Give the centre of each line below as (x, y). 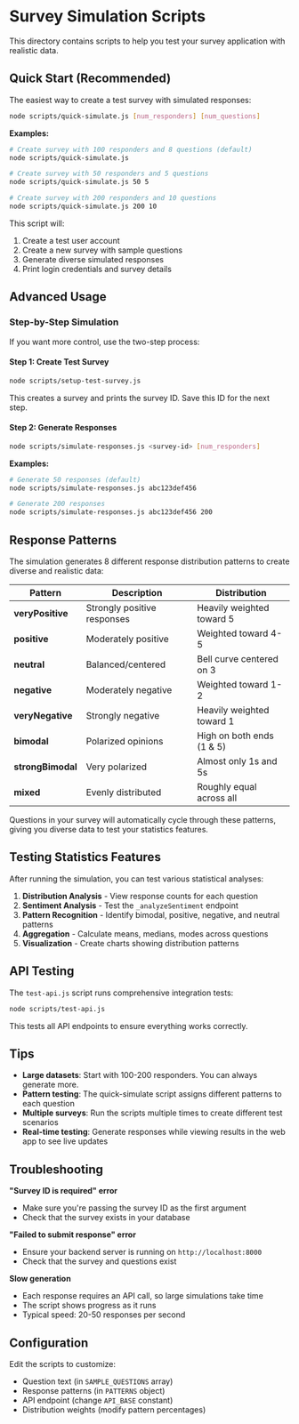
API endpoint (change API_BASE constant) (97, 1400)
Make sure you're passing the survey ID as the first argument (134, 1208)
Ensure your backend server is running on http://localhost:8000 (142, 1252)
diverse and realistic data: (57, 571)
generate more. (50, 1085)
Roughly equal (227, 787)
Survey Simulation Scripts (108, 16)
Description (137, 593)
